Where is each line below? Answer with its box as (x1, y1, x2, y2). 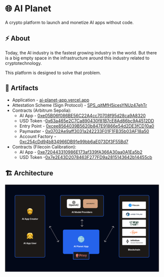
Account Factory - (19, 133, 57, 139)
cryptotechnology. (5, 60, 42, 66)
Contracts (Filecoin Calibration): (12, 144, 77, 150)
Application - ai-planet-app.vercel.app (12, 97, 89, 103)
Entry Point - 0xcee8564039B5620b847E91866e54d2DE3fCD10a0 (19, 123, 155, 129)
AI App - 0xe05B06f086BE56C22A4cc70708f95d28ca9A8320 (19, 112, 146, 118)
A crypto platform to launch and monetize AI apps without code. (5, 19, 134, 25)
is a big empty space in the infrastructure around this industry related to (5, 55, 150, 61)
